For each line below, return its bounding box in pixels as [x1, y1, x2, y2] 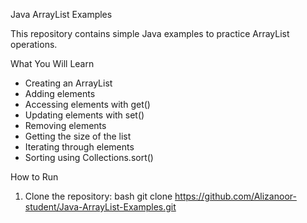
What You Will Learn [10, 58, 95, 69]
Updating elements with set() [24, 109, 145, 121]
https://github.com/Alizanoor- [174, 190, 297, 202]
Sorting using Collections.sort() [24, 152, 154, 163]
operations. [10, 39, 58, 50]
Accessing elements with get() [24, 99, 151, 110]
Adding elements [24, 88, 96, 99]
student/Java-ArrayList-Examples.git [24, 201, 177, 213]
